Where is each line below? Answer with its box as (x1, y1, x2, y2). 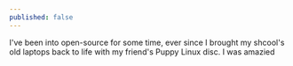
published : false (9, 12, 74, 22)
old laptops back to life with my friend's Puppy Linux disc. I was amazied (9, 46, 275, 57)
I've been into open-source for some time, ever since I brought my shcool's (9, 37, 285, 48)
